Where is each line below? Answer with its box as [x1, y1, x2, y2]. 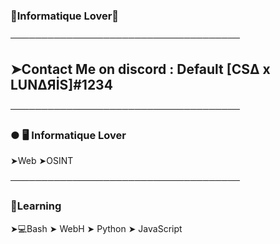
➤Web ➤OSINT [10, 155, 74, 167]
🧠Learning [10, 199, 62, 213]
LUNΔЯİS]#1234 [10, 76, 113, 93]
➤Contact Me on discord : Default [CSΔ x [10, 60, 271, 78]
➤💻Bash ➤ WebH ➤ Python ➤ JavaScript [10, 222, 183, 234]
